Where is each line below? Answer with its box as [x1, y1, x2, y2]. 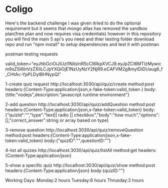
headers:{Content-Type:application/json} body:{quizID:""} [5, 167, 125, 173]
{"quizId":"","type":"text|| [5, 111, 57, 118]
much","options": [124, 111, 159, 118]
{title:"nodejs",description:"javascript [5, 91, 82, 97]
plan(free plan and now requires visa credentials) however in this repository [5, 30, 161, 36]
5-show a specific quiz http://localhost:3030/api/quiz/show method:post [5, 162, 155, 168]
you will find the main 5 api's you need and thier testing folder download [5, 36, 154, 42]
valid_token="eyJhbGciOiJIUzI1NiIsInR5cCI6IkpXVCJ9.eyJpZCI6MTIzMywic [5, 60, 161, 66]
